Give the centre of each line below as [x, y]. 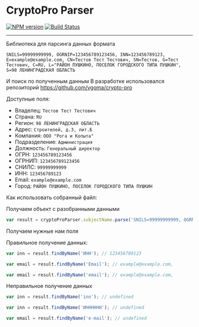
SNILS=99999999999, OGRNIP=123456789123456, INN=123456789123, [86, 54]
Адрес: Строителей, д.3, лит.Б [54, 129]
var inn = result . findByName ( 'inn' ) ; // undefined [70, 297]
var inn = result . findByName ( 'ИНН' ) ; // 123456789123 [74, 253]
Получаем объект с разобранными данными [63, 209]
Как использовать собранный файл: [52, 197]
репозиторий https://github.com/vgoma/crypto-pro [69, 87]
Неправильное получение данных [49, 286]
